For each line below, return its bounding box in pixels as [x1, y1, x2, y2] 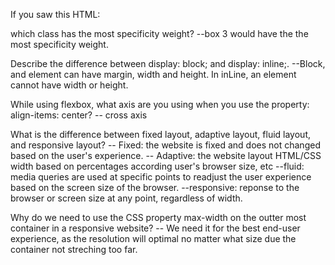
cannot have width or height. [10, 79, 129, 91]
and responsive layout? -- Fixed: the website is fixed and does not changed [10, 139, 321, 151]
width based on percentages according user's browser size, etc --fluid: [10, 160, 305, 172]
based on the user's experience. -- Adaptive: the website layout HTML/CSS [10, 150, 322, 161]
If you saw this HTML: [10, 9, 101, 20]
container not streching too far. [10, 244, 138, 255]
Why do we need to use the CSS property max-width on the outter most [10, 212, 307, 223]
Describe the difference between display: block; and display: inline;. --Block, [10, 58, 326, 69]
